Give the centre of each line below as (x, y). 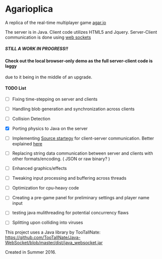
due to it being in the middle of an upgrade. (49, 77)
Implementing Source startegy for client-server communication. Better (83, 138)
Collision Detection (31, 118)
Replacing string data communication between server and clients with (82, 153)
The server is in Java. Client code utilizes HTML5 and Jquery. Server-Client (81, 32)
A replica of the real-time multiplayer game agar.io (56, 23)
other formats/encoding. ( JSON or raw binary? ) (61, 159)
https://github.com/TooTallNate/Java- (43, 237)
